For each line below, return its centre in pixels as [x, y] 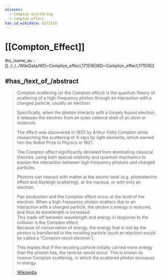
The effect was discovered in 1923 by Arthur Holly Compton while [82, 132]
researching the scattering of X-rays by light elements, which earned [85, 137]
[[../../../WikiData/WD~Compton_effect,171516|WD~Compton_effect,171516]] [80, 66]
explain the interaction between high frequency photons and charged [86, 162]
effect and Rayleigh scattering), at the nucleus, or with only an [79, 182]
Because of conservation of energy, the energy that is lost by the [81, 227]
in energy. [27, 263]
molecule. [27, 123]
